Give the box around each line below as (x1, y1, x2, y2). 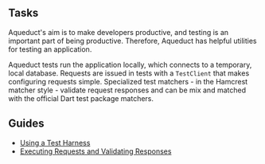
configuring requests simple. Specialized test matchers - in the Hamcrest (8, 76, 248, 86)
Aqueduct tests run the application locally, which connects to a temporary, (8, 60, 252, 69)
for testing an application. (8, 44, 92, 54)
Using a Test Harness (19, 138, 91, 147)
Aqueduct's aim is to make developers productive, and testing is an (8, 27, 229, 37)
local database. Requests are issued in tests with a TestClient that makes (8, 68, 250, 78)
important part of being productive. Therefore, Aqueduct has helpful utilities (8, 36, 257, 45)
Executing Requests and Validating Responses (19, 146, 172, 156)
